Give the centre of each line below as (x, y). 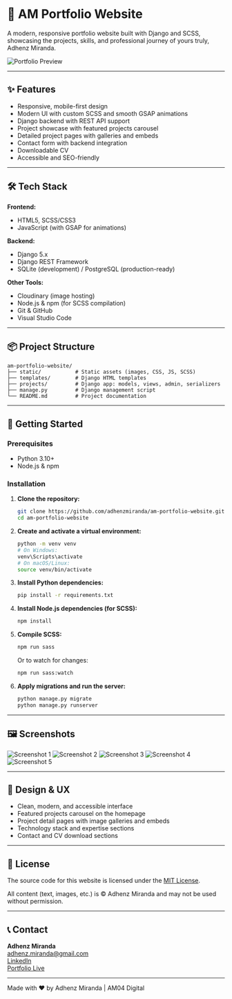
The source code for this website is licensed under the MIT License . (104, 881)
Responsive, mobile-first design (62, 106)
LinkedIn (19, 960)
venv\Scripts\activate (50, 556)
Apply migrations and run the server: (71, 686)
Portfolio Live (26, 968)
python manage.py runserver (57, 705)
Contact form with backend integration (72, 143)
